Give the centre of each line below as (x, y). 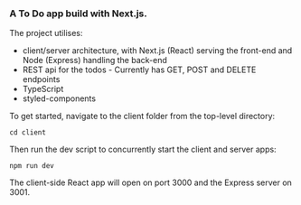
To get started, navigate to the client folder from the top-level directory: (142, 116)
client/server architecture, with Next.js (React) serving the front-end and (157, 51)
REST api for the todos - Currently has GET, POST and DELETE (139, 70)
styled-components (59, 98)
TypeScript (43, 89)
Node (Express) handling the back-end (94, 61)
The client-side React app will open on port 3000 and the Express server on (150, 182)
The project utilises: (46, 33)
